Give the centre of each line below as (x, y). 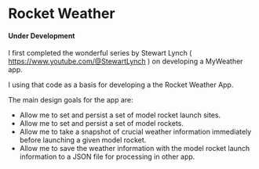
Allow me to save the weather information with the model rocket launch (135, 149)
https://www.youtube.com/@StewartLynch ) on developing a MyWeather (126, 61)
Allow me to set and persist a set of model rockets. (102, 124)
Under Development (42, 35)
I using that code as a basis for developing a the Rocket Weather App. (121, 85)
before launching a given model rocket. (83, 140)
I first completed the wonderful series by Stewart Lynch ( (100, 53)
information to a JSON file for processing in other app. (107, 156)
